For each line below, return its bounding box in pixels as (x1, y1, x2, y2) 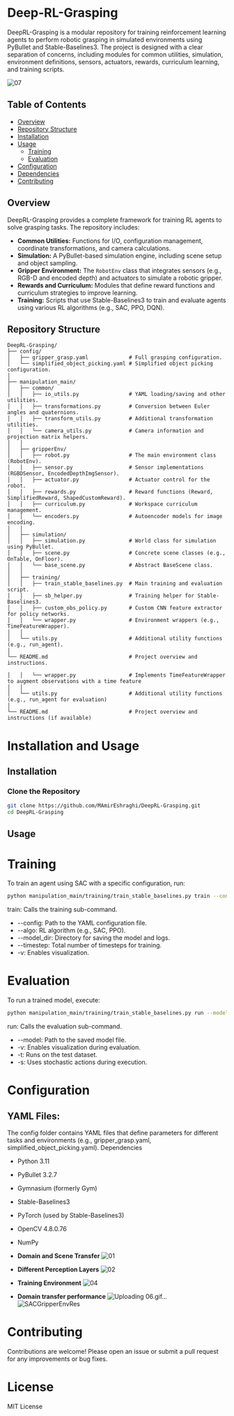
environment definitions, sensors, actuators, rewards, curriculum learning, (7, 57, 220, 66)
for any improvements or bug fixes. (7, 1355, 108, 1363)
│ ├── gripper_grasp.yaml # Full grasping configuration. (7, 354, 223, 361)
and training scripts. (7, 65, 65, 73)
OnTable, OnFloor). (7, 556, 64, 563)
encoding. (7, 519, 36, 526)
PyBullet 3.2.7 (17, 1171, 58, 1179)
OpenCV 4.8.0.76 (17, 1225, 68, 1233)
